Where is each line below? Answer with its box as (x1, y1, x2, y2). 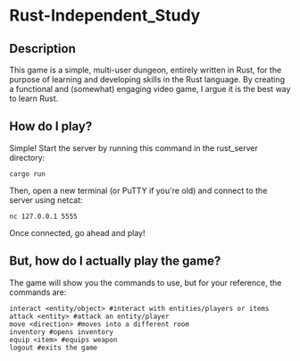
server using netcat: (9, 194, 83, 206)
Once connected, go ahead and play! (9, 227, 146, 238)
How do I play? (9, 119, 93, 134)
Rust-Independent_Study (9, 5, 201, 26)
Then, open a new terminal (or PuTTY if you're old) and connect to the (9, 185, 268, 196)
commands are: (9, 287, 67, 298)
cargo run (9, 169, 46, 179)
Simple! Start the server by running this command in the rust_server (9, 142, 259, 153)
